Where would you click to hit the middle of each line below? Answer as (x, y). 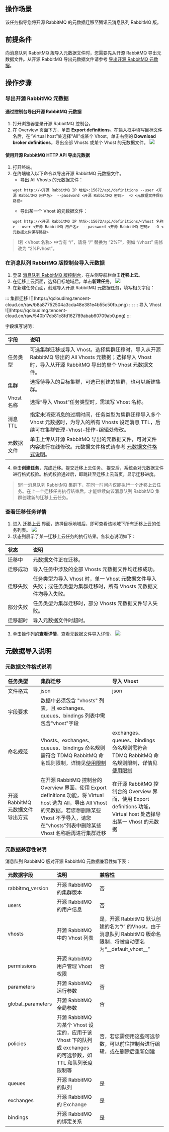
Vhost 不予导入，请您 (66, 818)
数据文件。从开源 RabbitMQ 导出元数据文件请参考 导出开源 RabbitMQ (77, 59)
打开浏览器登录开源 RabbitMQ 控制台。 (53, 124)
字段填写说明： (21, 326)
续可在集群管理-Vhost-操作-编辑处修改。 (79, 430)
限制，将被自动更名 (122, 942)
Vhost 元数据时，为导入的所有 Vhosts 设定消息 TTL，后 (95, 422)
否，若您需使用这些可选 (128, 1036)
